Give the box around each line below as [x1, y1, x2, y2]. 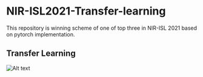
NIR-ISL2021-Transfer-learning [6, 4, 166, 18]
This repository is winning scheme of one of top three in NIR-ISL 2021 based [6, 24, 198, 32]
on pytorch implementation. [6, 30, 75, 38]
